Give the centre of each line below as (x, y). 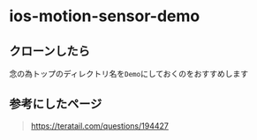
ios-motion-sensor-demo (105, 16)
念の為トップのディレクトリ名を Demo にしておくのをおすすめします (129, 74)
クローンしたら (49, 51)
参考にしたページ (56, 104)
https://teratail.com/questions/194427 (100, 126)
